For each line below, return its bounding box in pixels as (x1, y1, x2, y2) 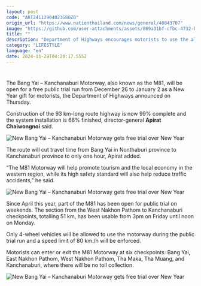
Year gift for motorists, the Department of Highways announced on (6, 92, 171, 99)
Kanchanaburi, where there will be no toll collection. (6, 261, 135, 269)
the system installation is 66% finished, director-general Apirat (6, 116, 162, 124)
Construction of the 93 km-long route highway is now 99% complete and (6, 110, 187, 117)
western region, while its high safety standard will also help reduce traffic (6, 170, 187, 177)
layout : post (6, 8, 39, 15)
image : (6, 25, 23, 32)
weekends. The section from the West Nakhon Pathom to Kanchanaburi (6, 206, 183, 213)
